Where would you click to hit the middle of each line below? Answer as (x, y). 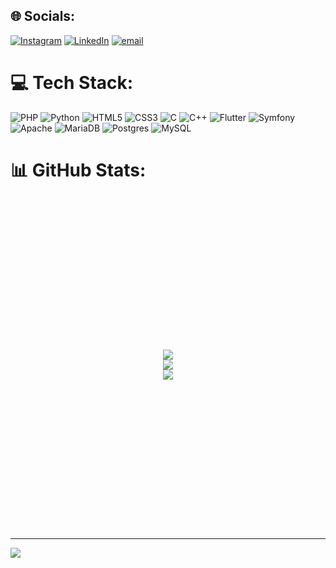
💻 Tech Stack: (72, 83)
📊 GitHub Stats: (78, 170)
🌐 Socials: (43, 16)
